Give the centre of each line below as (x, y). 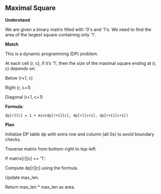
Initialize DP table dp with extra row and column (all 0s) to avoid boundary (80, 134)
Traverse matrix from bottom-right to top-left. (51, 149)
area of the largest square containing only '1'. (51, 34)
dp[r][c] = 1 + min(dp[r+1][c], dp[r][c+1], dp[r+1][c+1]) (67, 115)
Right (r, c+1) (18, 87)
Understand (18, 20)
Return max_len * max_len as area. (40, 187)
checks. (13, 139)
